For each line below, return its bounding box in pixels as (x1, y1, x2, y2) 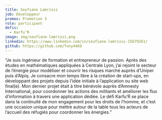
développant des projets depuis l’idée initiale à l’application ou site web (5, 78, 148, 84)
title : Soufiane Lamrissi (5, 7, 58, 12)
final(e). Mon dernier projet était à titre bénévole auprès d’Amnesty (5, 83, 139, 89)
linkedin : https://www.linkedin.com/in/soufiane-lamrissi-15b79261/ (5, 39, 148, 44)
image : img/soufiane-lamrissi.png (5, 35, 76, 40)
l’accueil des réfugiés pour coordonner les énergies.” (5, 109, 112, 115)
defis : (5, 25, 19, 30)
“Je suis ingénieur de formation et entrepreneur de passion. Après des (5, 57, 147, 63)
